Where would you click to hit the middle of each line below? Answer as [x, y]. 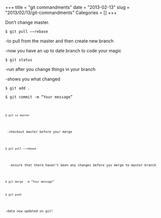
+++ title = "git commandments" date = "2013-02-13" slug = [67, 7]
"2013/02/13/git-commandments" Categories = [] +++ [61, 13]
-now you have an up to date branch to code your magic [63, 51]
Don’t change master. [27, 22]
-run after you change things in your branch [50, 69]
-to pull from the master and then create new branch [59, 41]
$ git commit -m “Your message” [39, 97]
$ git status [19, 60]
